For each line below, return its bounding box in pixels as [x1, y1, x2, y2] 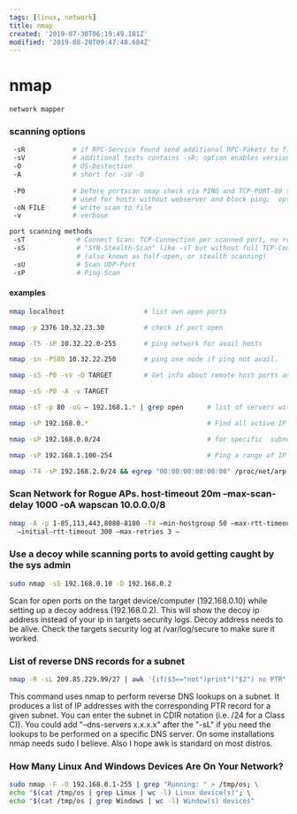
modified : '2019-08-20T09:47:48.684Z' [9, 37, 152, 47]
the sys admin [9, 559, 72, 572]
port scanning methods [9, 227, 93, 236]
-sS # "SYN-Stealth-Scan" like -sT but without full [12, 244, 259, 253]
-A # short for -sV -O [12, 170, 144, 180]
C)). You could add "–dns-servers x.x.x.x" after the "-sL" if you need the [9, 718, 271, 730]
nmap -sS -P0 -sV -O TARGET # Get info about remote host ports [9, 371, 278, 380]
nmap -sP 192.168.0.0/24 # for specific [9, 434, 263, 443]
